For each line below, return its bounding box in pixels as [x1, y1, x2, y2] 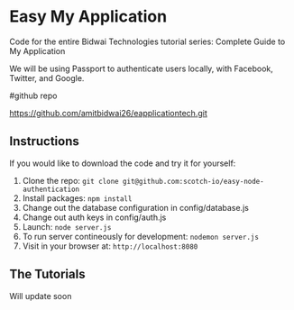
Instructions [9, 133, 79, 150]
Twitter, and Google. [9, 72, 85, 83]
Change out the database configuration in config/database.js [22, 202, 250, 213]
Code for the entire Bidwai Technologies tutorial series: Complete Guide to [9, 36, 286, 47]
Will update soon [9, 290, 72, 301]
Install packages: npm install [22, 192, 133, 204]
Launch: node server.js [22, 221, 112, 232]
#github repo [9, 90, 58, 101]
